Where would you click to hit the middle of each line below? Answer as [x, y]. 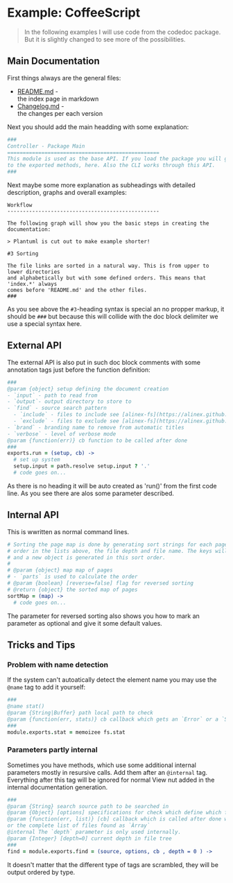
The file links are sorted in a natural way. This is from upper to [108, 266]
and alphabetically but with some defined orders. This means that [107, 278]
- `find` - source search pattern [57, 408]
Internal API [33, 515]
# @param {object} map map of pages [60, 570]
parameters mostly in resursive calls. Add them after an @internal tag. [107, 772]
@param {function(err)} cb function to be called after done [97, 440]
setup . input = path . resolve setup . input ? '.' [82, 466]
